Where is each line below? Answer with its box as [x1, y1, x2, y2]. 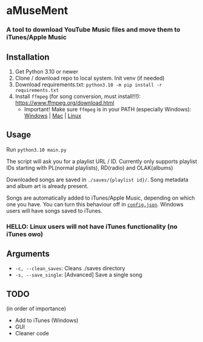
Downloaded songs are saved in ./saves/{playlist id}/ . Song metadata [6, 176, 189, 183]
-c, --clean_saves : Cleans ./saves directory [15, 265, 125, 272]
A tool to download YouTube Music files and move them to [6, 26, 181, 34]
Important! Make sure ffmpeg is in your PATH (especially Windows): [24, 105, 191, 113]
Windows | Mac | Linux [24, 112, 82, 119]
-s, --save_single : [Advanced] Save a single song [15, 271, 142, 279]
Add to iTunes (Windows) [15, 317, 79, 324]
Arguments [6, 249, 50, 259]
